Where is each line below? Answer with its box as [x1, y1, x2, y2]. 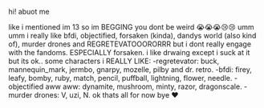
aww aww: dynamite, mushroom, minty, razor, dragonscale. [45, 82, 242, 91]
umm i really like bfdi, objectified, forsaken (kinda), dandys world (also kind [8, 31, 257, 40]
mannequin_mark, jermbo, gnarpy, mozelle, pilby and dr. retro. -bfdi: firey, [8, 65, 253, 74]
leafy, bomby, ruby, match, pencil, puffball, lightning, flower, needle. [8, 74, 233, 82]
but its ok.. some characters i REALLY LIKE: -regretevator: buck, [8, 56, 219, 66]
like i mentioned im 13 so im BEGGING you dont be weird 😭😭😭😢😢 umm [8, 22, 254, 31]
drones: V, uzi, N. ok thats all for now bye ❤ [34, 90, 179, 99]
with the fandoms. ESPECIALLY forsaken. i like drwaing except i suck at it [8, 48, 250, 57]
